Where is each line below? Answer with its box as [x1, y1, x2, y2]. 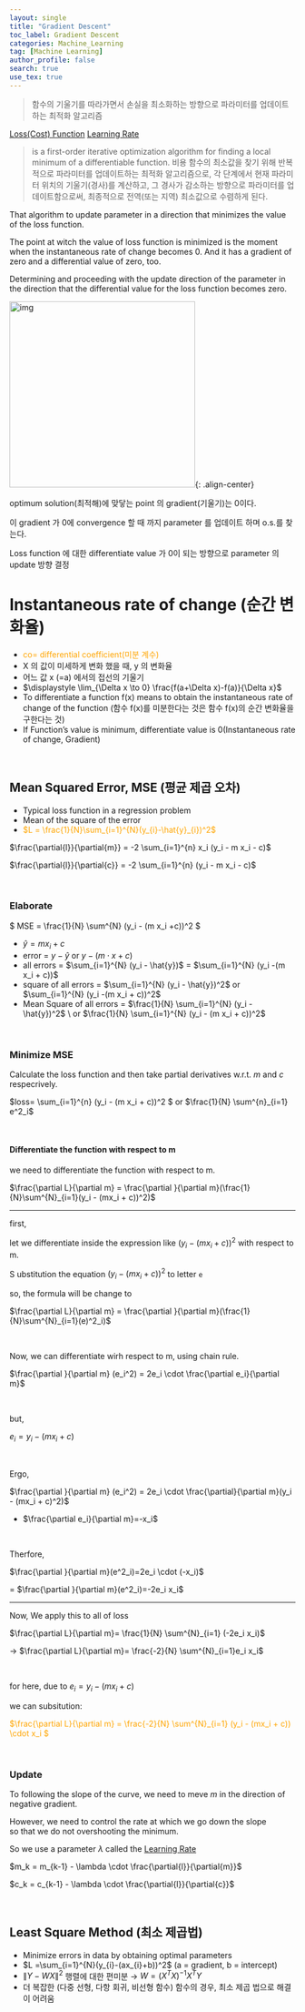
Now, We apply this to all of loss [9, 1610, 129, 1621]
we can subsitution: [9, 1700, 84, 1712]
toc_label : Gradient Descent [9, 30, 120, 39]
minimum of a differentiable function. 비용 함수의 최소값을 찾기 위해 [31, 157, 277, 168]
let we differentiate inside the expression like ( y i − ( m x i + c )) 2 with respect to [9, 1235, 294, 1250]
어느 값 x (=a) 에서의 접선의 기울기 [22, 671, 144, 683]
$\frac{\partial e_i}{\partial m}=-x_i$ [22, 1513, 159, 1524]
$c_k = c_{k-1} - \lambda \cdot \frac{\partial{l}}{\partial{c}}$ [9, 1878, 235, 1889]
